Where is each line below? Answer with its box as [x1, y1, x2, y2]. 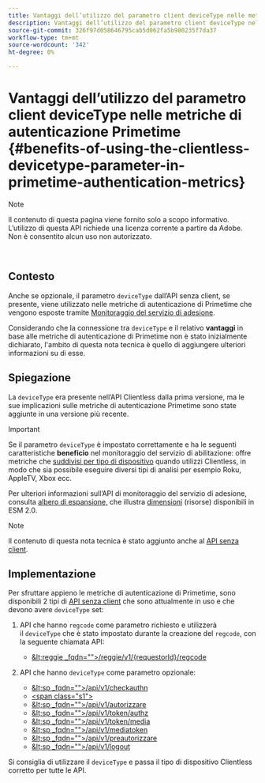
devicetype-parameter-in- [8, 157, 185, 175]
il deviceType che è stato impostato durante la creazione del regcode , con [19, 629, 256, 638]
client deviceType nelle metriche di [8, 106, 242, 124]
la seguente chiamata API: [19, 637, 105, 647]
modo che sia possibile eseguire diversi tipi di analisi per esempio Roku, [8, 464, 242, 475]
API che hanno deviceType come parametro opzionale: [19, 668, 196, 677]
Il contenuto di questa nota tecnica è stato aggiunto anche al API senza [8, 535, 239, 546]
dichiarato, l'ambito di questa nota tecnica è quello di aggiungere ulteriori [8, 339, 246, 349]
